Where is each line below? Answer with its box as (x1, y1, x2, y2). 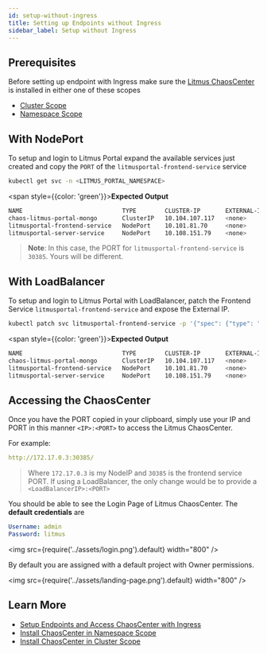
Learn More (8, 598, 67, 612)
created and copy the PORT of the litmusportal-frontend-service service (8, 162, 247, 171)
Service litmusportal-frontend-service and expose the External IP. (8, 304, 230, 314)
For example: (8, 439, 52, 448)
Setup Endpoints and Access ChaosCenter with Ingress (19, 619, 202, 629)
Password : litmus (8, 530, 66, 539)
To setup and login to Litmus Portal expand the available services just (8, 153, 236, 163)
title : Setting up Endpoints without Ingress (8, 19, 161, 27)
